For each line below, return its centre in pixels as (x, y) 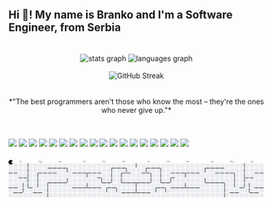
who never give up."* (136, 110)
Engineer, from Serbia (65, 28)
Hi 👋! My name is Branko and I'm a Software (121, 15)
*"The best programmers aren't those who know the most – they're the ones (136, 101)
